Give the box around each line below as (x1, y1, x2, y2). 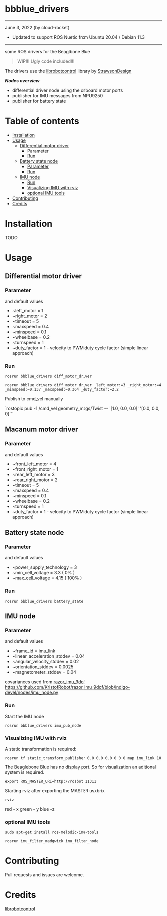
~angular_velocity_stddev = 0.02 (12, 659, 79, 665)
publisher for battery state (12, 98, 66, 104)
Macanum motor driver (5, 425, 78, 434)
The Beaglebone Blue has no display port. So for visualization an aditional (5, 764, 156, 770)
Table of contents (5, 116, 80, 127)
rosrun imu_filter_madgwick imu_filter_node (5, 839, 99, 844)
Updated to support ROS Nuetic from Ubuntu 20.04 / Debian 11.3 (12, 34, 145, 40)
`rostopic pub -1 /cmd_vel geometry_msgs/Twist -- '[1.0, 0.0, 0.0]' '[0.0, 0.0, (5, 405, 160, 411)
